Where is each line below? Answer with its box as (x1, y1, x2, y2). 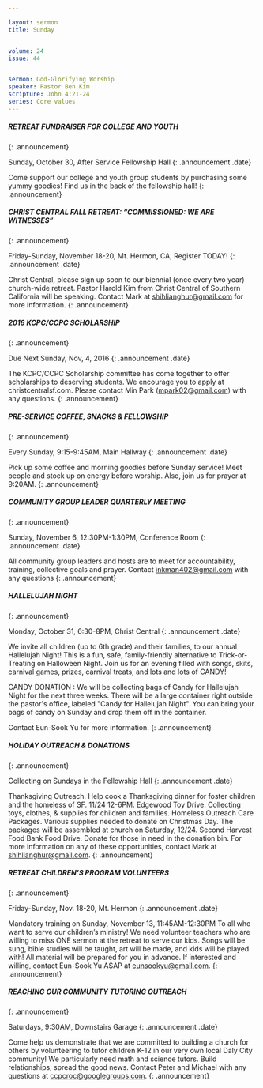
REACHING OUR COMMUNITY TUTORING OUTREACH (8, 987, 187, 996)
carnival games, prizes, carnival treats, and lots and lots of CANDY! (8, 667, 227, 676)
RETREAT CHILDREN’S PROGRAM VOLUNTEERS (8, 868, 170, 878)
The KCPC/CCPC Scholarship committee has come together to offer (8, 368, 230, 378)
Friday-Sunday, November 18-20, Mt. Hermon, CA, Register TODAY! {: (8, 250, 235, 261)
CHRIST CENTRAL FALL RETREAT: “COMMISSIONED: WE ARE (8, 207, 215, 217)
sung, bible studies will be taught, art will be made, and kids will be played (8, 943, 250, 953)
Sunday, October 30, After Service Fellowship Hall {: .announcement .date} (8, 157, 252, 167)
